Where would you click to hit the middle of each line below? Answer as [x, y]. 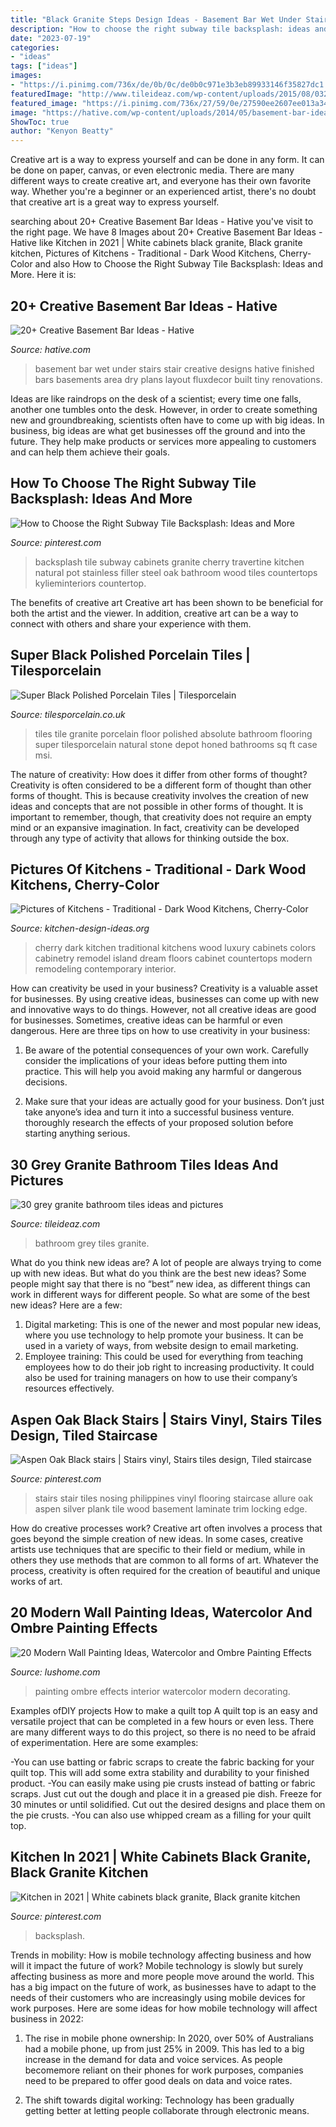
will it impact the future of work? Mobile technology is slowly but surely [157, 1965]
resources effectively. [69, 1388]
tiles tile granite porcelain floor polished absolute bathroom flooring [173, 733]
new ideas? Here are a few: [66, 1305]
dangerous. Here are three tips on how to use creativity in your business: [160, 1031]
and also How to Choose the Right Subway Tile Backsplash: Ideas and [178, 264]
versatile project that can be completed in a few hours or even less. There [162, 1721]
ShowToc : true [40, 122]
